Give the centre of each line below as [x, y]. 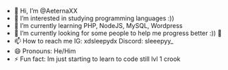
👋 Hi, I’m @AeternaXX [46, 11]
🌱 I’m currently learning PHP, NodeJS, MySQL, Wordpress [98, 26]
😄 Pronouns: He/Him [45, 51]
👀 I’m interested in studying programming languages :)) [94, 18]
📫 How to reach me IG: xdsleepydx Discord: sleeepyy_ [94, 41]
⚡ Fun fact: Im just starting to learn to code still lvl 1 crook [97, 59]
